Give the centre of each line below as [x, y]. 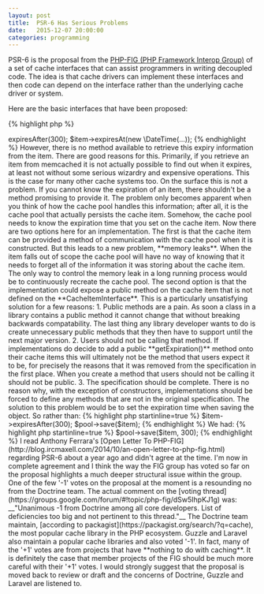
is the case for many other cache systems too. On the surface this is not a [128, 181]
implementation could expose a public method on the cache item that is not [130, 290]
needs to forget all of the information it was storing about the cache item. [127, 265]
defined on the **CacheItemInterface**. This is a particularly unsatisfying [128, 299]
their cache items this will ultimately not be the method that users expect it [129, 357]
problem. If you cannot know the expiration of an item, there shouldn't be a [130, 189]
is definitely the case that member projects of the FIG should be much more [131, 559]
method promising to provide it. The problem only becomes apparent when [130, 198]
